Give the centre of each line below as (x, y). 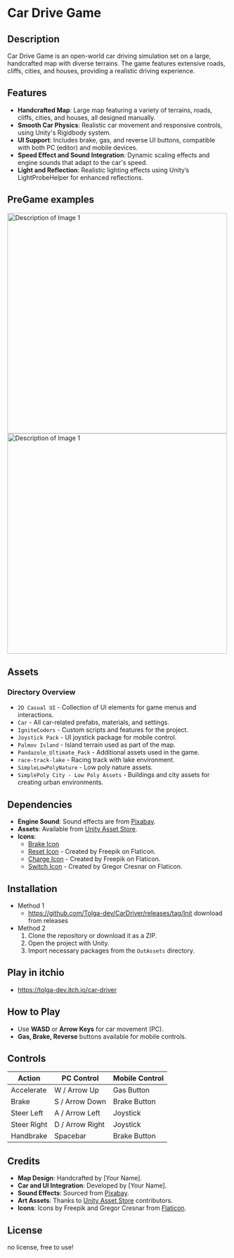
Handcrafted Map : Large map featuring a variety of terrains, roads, (115, 110)
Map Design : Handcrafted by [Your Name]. (80, 1178)
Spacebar (70, 1136)
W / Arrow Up (77, 1090)
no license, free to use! (40, 1247)
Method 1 (31, 905)
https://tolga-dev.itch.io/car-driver (67, 989)
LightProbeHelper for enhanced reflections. (80, 177)
